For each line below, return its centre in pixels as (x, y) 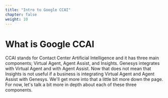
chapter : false (21, 15)
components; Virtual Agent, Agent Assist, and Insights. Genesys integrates (82, 63)
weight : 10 (17, 19)
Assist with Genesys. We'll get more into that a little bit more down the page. (84, 79)
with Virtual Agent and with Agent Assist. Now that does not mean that (78, 69)
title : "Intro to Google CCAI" (38, 10)
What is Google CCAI (50, 44)
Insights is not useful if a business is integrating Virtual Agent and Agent (80, 74)
